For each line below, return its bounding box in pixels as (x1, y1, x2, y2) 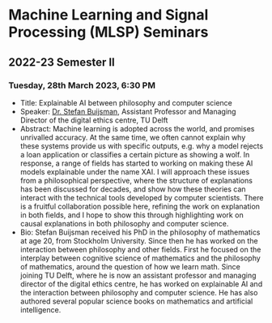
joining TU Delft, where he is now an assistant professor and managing (19, 270, 257, 280)
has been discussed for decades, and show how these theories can (19, 184, 246, 194)
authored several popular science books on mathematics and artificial (19, 296, 253, 306)
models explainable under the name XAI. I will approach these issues (19, 166, 250, 176)
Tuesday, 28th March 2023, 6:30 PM (8, 80, 156, 91)
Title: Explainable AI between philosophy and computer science (19, 97, 233, 107)
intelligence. (19, 304, 62, 314)
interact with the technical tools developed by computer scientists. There (19, 192, 264, 202)
